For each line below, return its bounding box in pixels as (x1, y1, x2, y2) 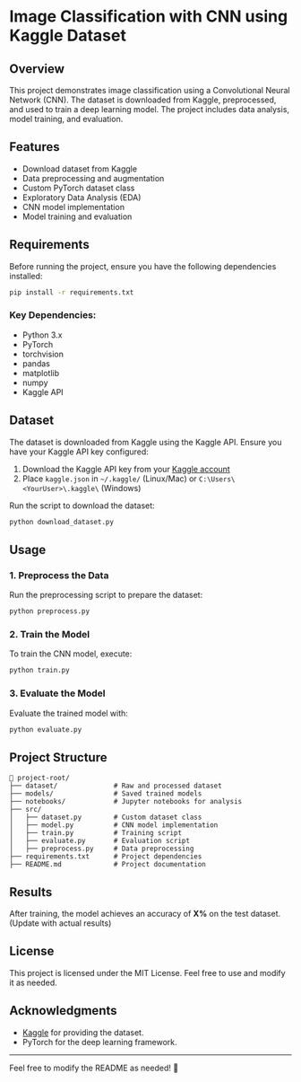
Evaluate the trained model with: (9, 708, 128, 718)
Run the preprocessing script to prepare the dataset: (9, 590, 203, 601)
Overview (9, 61, 65, 76)
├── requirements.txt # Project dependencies (9, 852, 202, 861)
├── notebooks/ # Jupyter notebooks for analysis (9, 797, 243, 806)
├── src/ (9, 805, 42, 814)
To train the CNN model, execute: (9, 648, 133, 659)
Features (9, 139, 60, 154)
